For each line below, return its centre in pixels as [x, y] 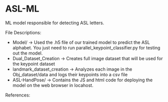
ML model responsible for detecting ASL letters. [55, 23]
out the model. [27, 53]
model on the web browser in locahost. [53, 85]
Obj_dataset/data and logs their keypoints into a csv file [70, 74]
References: [18, 95]
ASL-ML [22, 9]
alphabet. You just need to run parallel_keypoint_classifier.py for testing [86, 47]
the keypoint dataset [34, 64]
